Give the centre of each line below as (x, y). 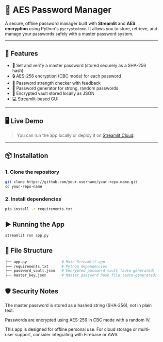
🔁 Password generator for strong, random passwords (65, 88)
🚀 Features (22, 54)
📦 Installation (27, 155)
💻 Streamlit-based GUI (35, 99)
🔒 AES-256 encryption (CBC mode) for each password (66, 76)
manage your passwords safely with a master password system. (69, 34)
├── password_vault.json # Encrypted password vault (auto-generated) (80, 271)
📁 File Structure (29, 251)
